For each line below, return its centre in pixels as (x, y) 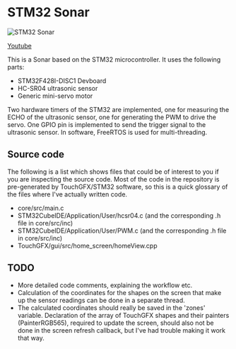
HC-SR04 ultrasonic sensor (58, 88)
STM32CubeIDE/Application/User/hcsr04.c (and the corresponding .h (119, 215)
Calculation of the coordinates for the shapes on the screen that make (119, 292)
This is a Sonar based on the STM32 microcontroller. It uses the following (114, 59)
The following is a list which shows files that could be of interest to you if (113, 172)
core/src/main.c (41, 208)
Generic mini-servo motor (55, 96)
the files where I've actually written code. (67, 194)
